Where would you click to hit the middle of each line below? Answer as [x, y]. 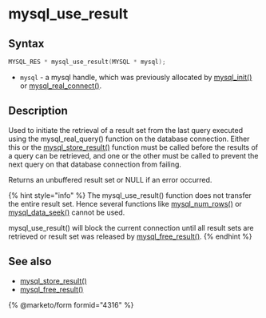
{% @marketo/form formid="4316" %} [71, 304]
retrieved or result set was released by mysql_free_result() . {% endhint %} [131, 236]
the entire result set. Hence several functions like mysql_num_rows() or [125, 203]
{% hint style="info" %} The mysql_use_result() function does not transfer [130, 195]
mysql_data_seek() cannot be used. [67, 212]
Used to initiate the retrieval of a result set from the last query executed [126, 130]
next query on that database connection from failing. [95, 164]
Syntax [26, 44]
